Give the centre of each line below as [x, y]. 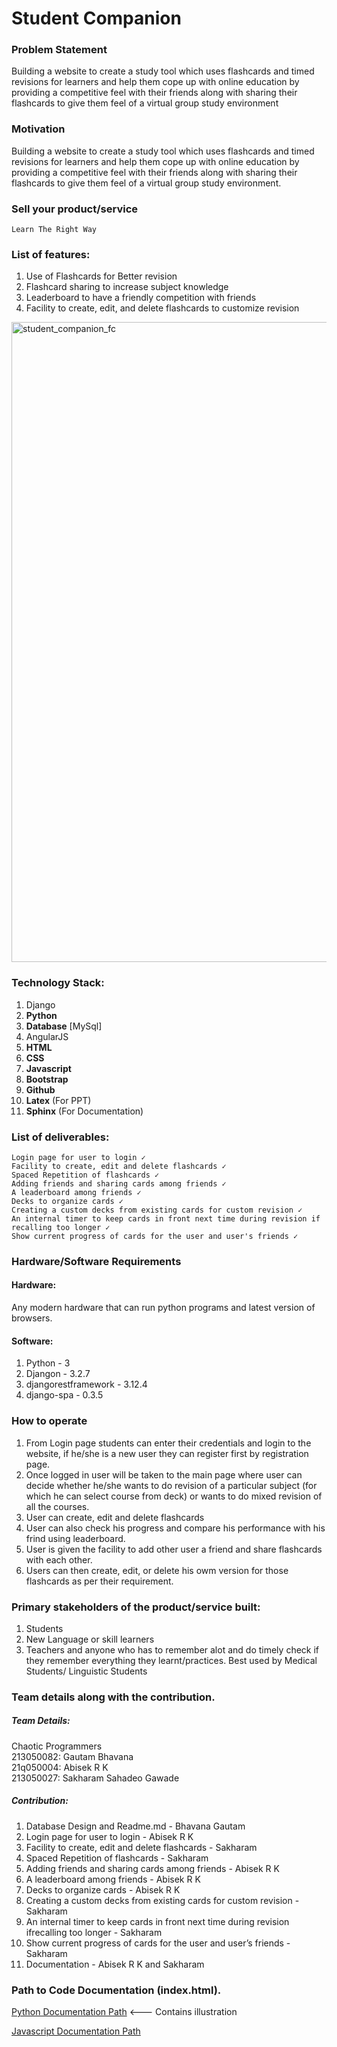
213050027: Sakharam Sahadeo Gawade [95, 1778]
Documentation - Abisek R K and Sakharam [115, 1964]
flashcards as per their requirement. [99, 1581]
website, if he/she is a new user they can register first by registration [167, 1453]
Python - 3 [48, 1363]
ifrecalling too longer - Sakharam [94, 1932]
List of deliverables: [60, 1137]
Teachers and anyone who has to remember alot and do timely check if [172, 1649]
